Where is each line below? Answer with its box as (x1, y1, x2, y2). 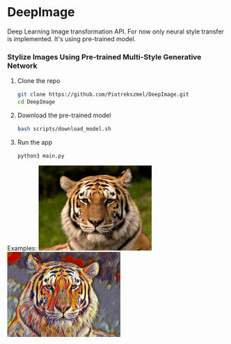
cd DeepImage (17, 98, 56, 105)
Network (7, 61, 38, 70)
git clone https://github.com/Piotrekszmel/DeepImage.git (17, 91, 189, 98)
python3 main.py (17, 152, 65, 159)
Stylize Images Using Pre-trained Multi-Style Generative (7, 52, 202, 61)
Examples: (7, 244, 37, 252)
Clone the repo (17, 77, 61, 85)
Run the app (17, 137, 53, 147)
